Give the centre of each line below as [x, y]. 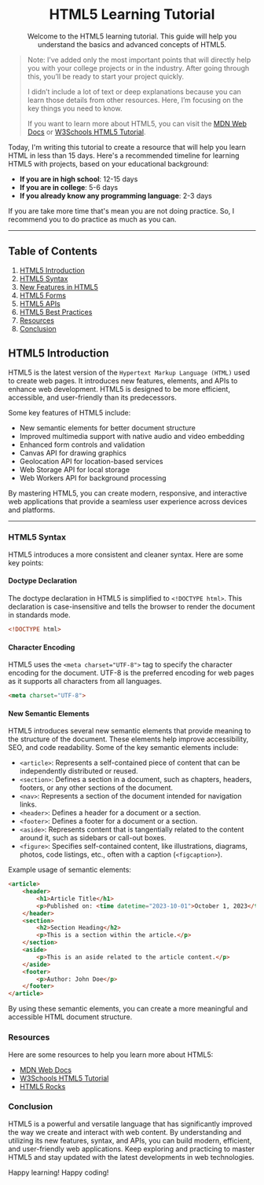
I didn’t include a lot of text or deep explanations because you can [134, 91]
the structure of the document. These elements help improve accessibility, [128, 739]
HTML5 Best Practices [56, 312]
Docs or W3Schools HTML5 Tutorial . [86, 132]
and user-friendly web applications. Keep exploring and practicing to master [132, 1149]
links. [28, 805]
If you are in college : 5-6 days [69, 187]
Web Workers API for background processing [93, 477]
